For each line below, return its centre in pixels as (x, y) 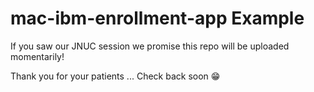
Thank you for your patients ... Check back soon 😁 (115, 76)
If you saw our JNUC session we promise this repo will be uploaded (150, 46)
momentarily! (37, 56)
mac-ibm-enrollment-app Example (157, 18)
